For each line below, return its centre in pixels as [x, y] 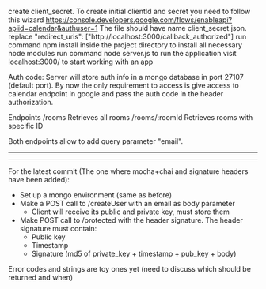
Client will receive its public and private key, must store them [130, 212]
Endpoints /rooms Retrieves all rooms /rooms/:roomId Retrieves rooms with [131, 117]
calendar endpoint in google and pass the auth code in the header [116, 94]
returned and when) [41, 277]
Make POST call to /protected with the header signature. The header [131, 220]
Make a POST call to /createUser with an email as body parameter [127, 203]
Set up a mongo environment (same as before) [96, 195]
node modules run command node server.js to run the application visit [122, 53]
